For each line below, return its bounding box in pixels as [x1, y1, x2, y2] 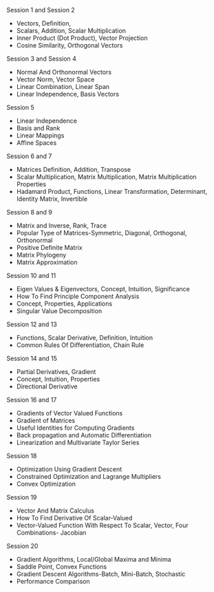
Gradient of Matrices [16, 417, 76, 424]
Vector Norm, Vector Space [16, 75, 95, 83]
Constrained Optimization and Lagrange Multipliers [16, 473, 161, 480]
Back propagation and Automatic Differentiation [16, 431, 152, 439]
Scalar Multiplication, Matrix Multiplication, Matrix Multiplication [16, 172, 197, 181]
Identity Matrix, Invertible [16, 195, 87, 203]
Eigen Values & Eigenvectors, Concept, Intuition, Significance [16, 285, 191, 293]
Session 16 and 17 [6, 396, 57, 404]
